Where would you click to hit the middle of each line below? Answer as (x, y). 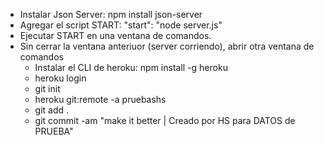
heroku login (60, 78)
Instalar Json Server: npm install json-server (111, 14)
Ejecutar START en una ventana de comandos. (115, 35)
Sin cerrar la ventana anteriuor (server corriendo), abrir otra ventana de (167, 46)
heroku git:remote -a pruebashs (100, 99)
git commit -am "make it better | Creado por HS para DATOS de (165, 120)
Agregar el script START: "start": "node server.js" (121, 25)
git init (47, 88)
